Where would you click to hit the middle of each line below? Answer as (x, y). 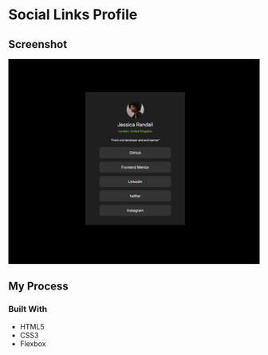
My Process (39, 287)
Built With (28, 309)
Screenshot (38, 44)
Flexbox (33, 343)
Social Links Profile (73, 15)
